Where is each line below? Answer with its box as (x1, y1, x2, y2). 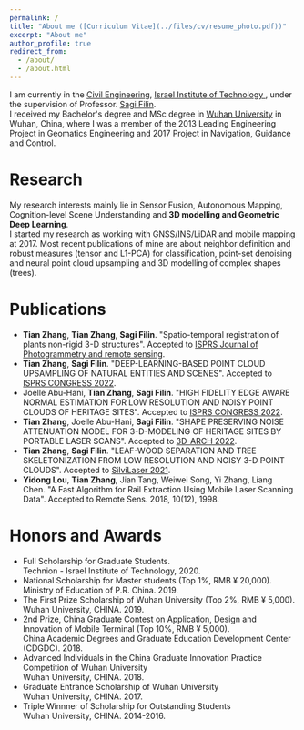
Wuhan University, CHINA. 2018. (22, 671, 145, 683)
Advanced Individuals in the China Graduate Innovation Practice (22, 652, 262, 663)
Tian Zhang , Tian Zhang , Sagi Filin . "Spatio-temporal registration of (22, 329, 279, 340)
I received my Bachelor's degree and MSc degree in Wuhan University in (9, 108, 282, 119)
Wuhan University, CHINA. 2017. (22, 691, 144, 702)
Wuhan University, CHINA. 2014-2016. (22, 710, 167, 721)
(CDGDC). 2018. (22, 643, 84, 654)
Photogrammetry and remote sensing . (22, 348, 166, 360)
